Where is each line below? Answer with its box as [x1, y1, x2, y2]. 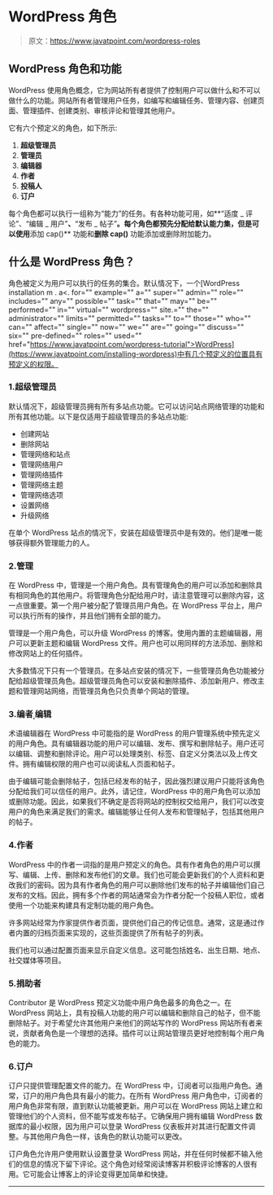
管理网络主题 [19, 480, 63, 490]
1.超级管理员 [8, 381, 57, 393]
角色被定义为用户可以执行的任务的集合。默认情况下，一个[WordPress [8, 278, 240, 288]
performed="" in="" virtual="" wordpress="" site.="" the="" [8, 305, 210, 314]
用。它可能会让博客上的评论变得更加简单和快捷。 [8, 1170, 172, 1180]
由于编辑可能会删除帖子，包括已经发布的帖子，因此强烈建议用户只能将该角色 [8, 776, 265, 786]
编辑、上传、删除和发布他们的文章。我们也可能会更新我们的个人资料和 [22, 869, 258, 880]
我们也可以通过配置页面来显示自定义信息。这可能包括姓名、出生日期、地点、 [8, 945, 265, 955]
